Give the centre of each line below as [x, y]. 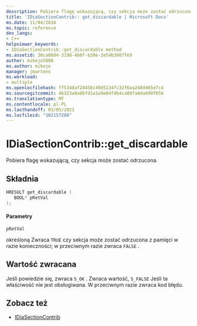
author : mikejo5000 [30, 60]
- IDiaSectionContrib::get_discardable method [64, 50]
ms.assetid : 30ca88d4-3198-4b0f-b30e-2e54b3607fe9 [69, 55]
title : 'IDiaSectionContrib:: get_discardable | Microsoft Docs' [87, 17]
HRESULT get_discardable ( [39, 192]
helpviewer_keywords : [33, 45]
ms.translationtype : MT [35, 99]
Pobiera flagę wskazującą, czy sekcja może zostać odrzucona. [82, 160]
